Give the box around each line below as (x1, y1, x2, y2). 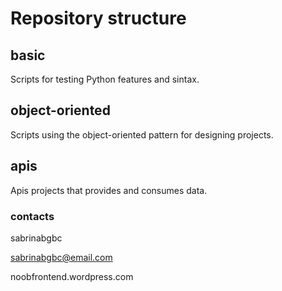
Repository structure (10, 7, 187, 30)
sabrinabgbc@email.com (10, 251, 113, 263)
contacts (10, 209, 55, 223)
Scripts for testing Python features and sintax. (10, 73, 200, 85)
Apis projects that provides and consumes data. (10, 184, 208, 196)
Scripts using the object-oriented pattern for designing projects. (10, 128, 274, 141)
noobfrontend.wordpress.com (10, 270, 134, 282)
